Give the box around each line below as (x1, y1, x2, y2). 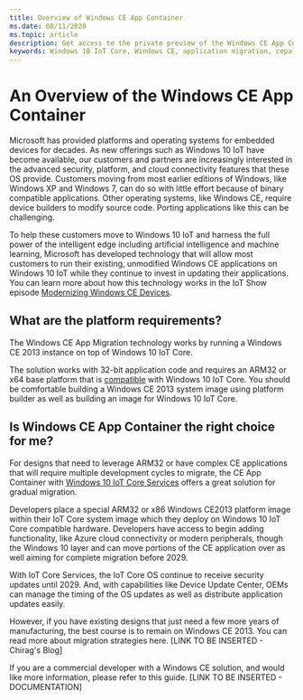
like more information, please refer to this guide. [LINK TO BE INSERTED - (9, 671, 282, 683)
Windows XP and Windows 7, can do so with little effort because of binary (9, 183, 284, 194)
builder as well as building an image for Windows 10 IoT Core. (9, 393, 238, 403)
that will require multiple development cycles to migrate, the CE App (9, 467, 262, 478)
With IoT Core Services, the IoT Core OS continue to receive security (9, 569, 264, 580)
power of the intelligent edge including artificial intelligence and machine (9, 239, 280, 250)
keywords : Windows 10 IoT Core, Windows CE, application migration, (9, 47, 272, 56)
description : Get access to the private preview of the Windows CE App (9, 38, 284, 48)
